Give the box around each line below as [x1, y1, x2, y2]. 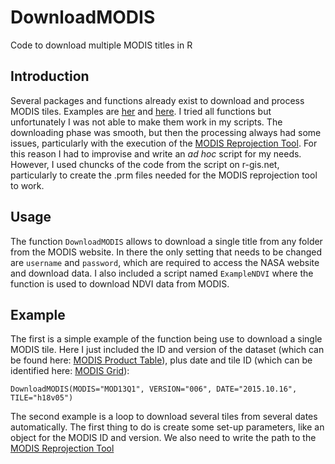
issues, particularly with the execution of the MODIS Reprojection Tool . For [10, 137, 318, 149]
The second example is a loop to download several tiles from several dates [10, 411, 318, 423]
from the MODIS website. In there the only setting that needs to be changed [10, 246, 323, 258]
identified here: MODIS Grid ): [10, 365, 130, 377]
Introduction [10, 68, 90, 85]
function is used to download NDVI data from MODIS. [10, 277, 230, 290]
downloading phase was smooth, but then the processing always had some [10, 126, 322, 138]
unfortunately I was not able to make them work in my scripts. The [10, 116, 283, 128]
